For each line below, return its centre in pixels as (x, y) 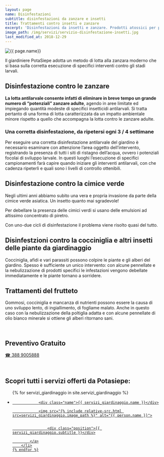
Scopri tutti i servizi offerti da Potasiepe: (68, 381)
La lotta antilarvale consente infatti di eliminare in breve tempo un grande (81, 98)
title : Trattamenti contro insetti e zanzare (52, 23)
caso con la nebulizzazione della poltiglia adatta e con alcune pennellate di (80, 313)
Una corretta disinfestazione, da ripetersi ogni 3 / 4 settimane (80, 131)
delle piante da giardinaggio (48, 248)
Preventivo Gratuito (35, 343)
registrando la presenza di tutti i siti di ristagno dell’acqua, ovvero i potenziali (82, 152)
